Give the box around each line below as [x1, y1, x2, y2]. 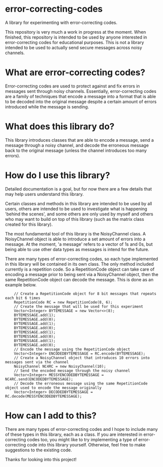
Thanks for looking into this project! [5, 456, 77, 462]
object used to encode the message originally [5, 385, 102, 390]
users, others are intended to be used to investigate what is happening [5, 206, 148, 212]
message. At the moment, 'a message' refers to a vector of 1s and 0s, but [5, 241, 153, 247]
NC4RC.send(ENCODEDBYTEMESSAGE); [5, 377, 73, 382]
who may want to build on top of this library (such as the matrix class [5, 216, 144, 222]
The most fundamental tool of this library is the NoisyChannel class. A [5, 231, 146, 236]
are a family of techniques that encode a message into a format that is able [5, 93, 156, 99]
